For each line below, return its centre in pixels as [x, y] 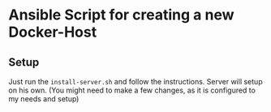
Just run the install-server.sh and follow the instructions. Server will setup [135, 82]
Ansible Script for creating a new [121, 15]
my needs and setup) [44, 99]
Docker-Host [53, 32]
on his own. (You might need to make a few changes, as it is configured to [132, 90]
